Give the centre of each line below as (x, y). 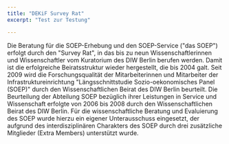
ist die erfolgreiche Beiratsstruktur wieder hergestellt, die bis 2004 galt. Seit (115, 67)
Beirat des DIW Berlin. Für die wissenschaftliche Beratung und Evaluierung (113, 111)
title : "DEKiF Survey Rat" (46, 13)
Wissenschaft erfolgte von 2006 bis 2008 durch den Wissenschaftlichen (110, 104)
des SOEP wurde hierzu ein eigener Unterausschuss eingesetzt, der (103, 118)
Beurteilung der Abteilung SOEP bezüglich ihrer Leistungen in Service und (112, 96)
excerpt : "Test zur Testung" (49, 20)
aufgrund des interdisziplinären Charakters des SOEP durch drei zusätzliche (115, 125)
